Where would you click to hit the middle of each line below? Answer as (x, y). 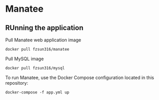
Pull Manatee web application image (43, 40)
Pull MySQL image (25, 59)
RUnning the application (44, 28)
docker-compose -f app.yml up (37, 92)
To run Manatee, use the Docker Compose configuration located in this (80, 78)
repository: (17, 83)
